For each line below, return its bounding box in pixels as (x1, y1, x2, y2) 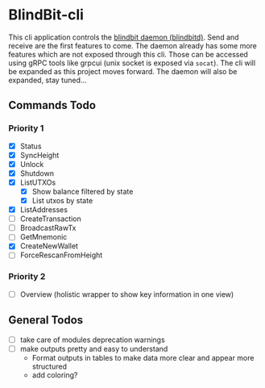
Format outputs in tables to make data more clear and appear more (31, 353, 255, 362)
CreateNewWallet (19, 241, 79, 251)
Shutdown (19, 168, 55, 178)
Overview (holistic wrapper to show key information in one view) (19, 289, 234, 299)
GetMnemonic (19, 232, 68, 242)
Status (19, 141, 42, 151)
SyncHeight (19, 150, 60, 160)
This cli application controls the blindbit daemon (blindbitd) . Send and (8, 32, 239, 42)
